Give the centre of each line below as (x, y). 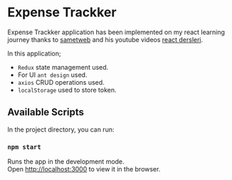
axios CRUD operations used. (61, 82)
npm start (24, 147)
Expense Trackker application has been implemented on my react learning (116, 32)
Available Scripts (46, 112)
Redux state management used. (63, 67)
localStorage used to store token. (67, 90)
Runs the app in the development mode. (66, 162)
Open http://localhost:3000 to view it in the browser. (84, 169)
